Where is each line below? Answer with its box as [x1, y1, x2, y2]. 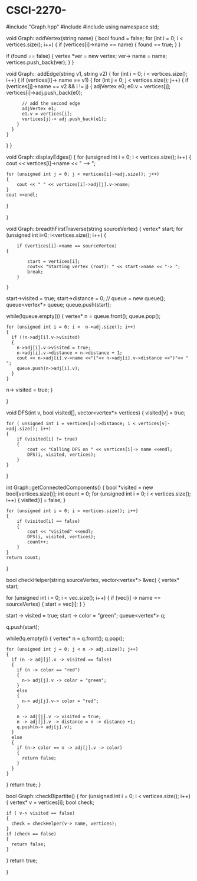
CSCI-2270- [6, 4, 67, 17]
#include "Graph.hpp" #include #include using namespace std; [6, 23, 159, 30]
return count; [6, 554, 41, 560]
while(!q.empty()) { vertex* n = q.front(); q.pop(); [6, 635, 124, 642]
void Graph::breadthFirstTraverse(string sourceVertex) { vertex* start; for [6, 225, 183, 232]
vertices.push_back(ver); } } [6, 59, 74, 66]
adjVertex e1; [21, 105, 57, 111]
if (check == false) [6, 831, 57, 837]
